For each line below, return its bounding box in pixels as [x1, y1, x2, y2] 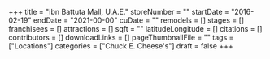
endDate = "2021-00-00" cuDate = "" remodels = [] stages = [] [33, 15, 245, 25]
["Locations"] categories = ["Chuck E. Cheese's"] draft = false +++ [8, 41, 233, 51]
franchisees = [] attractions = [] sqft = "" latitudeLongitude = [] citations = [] [8, 24, 263, 33]
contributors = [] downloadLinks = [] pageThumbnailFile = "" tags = [8, 32, 234, 42]
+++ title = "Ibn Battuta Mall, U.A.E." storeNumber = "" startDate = [8, 7, 230, 16]
